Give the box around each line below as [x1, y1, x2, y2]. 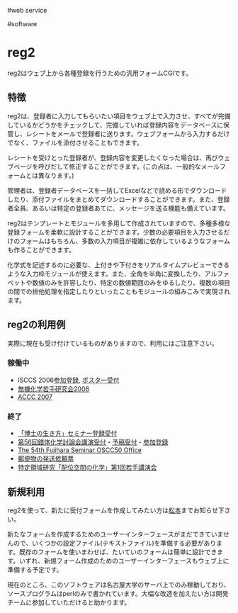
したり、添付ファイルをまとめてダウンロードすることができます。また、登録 [7, 195, 230, 203]
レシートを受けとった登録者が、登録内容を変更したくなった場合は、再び [7, 153, 218, 162]
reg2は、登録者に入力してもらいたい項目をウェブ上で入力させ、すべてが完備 [7, 111, 231, 120]
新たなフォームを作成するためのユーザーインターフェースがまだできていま [7, 529, 224, 538]
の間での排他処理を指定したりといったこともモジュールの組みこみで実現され [7, 287, 231, 296]
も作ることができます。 [7, 245, 76, 254]
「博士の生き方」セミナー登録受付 [17, 429, 118, 438]
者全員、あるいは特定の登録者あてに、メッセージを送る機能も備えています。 [7, 203, 229, 212]
